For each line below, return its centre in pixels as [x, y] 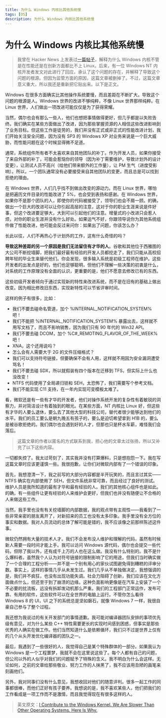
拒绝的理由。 [18, 178]
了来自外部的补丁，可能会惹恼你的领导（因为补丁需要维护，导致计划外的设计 [83, 159]
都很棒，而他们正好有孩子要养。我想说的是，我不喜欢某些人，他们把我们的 [85, 688]
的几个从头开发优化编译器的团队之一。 [44, 636]
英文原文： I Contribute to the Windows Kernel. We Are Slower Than [86, 705]
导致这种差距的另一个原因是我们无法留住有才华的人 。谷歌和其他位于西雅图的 [83, 246]
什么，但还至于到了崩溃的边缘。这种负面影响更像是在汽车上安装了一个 [89, 582]
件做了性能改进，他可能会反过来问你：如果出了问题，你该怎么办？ [72, 225]
